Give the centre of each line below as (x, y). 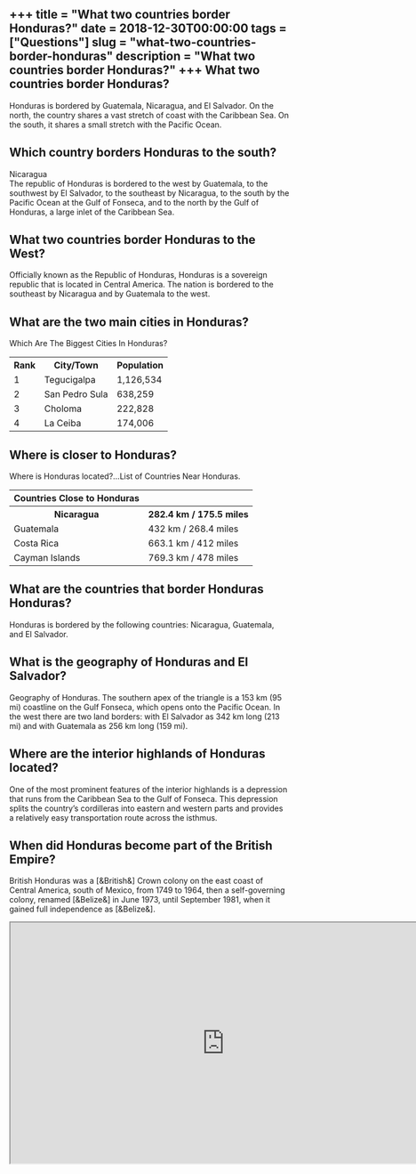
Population (140, 366)
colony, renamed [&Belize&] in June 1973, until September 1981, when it (140, 900)
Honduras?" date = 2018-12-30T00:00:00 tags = (148, 29)
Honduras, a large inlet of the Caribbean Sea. (92, 212)
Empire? (32, 859)
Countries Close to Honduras (77, 498)
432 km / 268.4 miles (193, 529)
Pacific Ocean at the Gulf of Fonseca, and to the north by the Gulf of (134, 202)
